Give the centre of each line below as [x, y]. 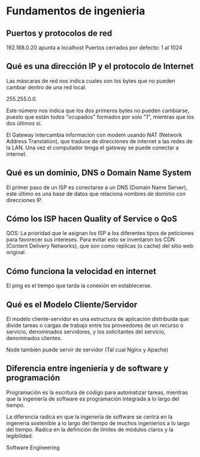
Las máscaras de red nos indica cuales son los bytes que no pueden [91, 81]
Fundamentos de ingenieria [76, 11]
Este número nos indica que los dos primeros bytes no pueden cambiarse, [98, 110]
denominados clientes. [34, 338]
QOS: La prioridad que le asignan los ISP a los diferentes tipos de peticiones [100, 233]
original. [16, 252]
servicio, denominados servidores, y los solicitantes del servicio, [86, 332]
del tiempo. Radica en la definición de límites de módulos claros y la [90, 429]
